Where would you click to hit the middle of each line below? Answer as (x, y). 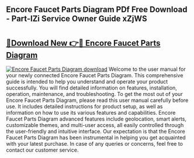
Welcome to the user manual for (147, 69)
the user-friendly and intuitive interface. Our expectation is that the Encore (96, 131)
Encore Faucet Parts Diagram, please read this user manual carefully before (97, 100)
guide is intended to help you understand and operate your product (87, 82)
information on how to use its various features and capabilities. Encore (91, 113)
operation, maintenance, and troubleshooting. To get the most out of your (94, 94)
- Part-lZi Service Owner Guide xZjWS (77, 19)
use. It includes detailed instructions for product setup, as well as (84, 107)
